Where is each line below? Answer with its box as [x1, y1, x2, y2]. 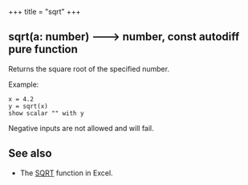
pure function [8, 43, 79, 56]
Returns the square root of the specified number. [8, 64, 170, 73]
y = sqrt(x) [8, 102, 48, 110]
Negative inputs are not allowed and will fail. [8, 123, 154, 133]
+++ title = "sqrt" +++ [8, 7, 81, 16]
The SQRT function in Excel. [19, 168, 114, 178]
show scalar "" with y [8, 109, 84, 117]
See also [8, 146, 52, 160]
